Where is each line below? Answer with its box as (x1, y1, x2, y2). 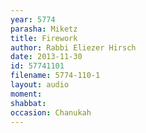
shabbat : (10, 98, 47, 108)
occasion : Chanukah (10, 107, 92, 118)
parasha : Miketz (10, 24, 78, 34)
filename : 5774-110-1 (10, 71, 101, 81)
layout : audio (10, 80, 70, 90)
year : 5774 (10, 14, 56, 25)
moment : (10, 89, 43, 99)
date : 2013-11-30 (10, 52, 83, 62)
